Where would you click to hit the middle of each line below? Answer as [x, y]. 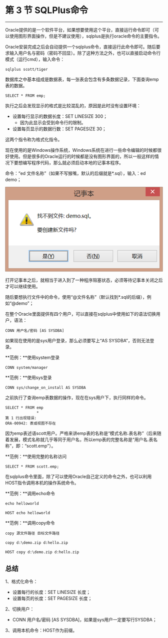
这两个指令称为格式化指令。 [34, 139]
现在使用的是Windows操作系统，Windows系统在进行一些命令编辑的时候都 [81, 150]
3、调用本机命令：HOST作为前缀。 [41, 630]
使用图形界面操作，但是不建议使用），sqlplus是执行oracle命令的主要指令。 [86, 36]
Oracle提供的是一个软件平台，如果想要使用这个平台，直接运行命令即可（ [80, 30]
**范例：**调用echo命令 [30, 493]
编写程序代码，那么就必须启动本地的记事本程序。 [73, 162]
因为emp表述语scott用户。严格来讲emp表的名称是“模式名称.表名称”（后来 [81, 433]
